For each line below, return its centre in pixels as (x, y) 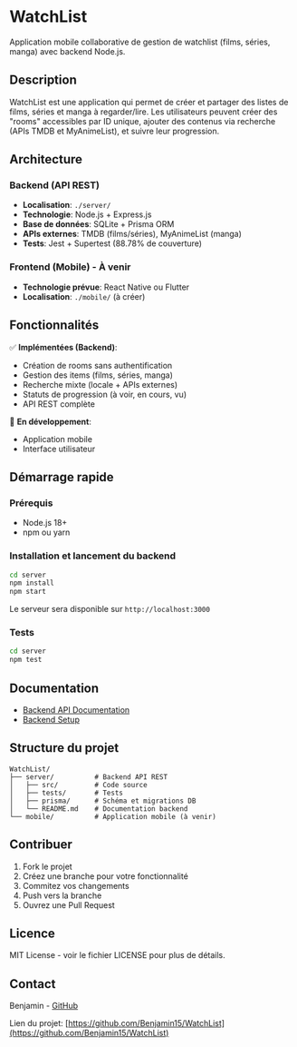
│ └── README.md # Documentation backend (99, 809)
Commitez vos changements (76, 885)
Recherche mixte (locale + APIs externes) (100, 384)
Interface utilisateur (59, 449)
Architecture (46, 159)
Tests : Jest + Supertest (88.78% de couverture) (112, 243)
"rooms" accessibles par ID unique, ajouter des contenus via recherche (143, 121)
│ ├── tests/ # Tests (67, 793)
